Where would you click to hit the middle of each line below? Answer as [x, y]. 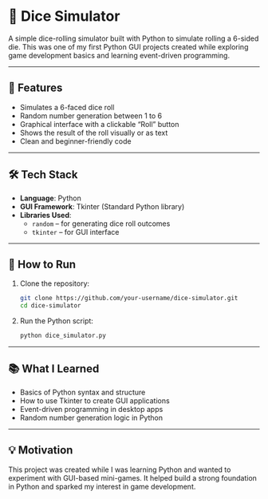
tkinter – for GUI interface [75, 232]
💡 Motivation [41, 450]
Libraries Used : [45, 215]
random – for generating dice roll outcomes [101, 224]
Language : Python [50, 198]
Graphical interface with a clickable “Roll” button [99, 124]
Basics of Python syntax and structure [83, 392]
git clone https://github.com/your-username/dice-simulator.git [129, 299]
